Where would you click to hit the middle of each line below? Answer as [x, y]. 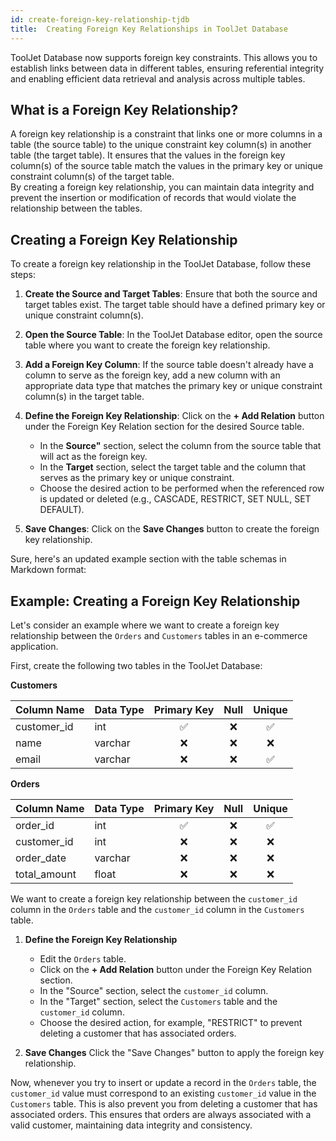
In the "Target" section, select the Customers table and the [158, 1001]
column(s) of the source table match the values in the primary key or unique [166, 166]
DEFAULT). [62, 510]
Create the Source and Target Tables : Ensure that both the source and [171, 294]
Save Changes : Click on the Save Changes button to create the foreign [172, 529]
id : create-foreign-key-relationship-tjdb [100, 19]
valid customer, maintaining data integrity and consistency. [131, 1125]
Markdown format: [48, 570]
